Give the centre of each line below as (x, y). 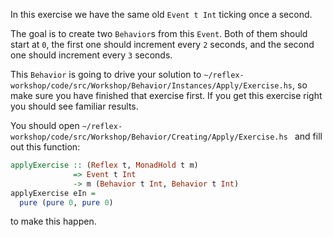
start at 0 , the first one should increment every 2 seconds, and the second (162, 44)
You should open (45, 125)
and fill (308, 136)
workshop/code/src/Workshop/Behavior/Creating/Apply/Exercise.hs (149, 137)
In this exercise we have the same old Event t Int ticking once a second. (161, 14)
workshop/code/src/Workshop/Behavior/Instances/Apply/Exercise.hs (151, 86)
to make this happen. (53, 221)
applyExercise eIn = (53, 193)
